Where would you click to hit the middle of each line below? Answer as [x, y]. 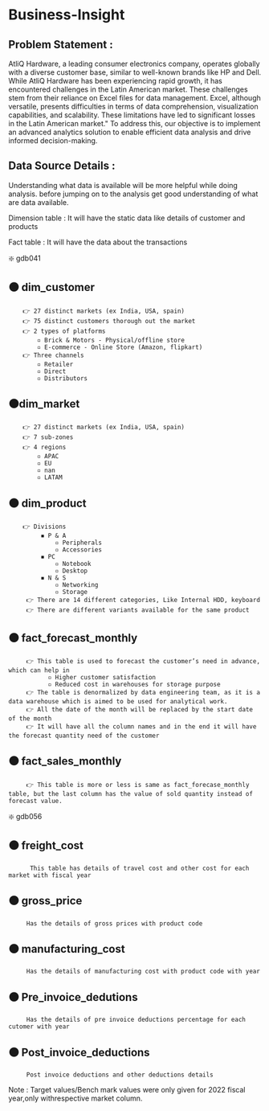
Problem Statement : [61, 45]
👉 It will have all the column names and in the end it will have [141, 727]
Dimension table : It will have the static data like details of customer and [127, 218]
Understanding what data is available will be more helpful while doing [123, 185]
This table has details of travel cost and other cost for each [139, 868]
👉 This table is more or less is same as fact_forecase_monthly [138, 785]
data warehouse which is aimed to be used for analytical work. [118, 702]
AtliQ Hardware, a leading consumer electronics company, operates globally [134, 64]
